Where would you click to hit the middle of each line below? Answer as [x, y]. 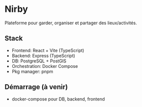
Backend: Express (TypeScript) [43, 55]
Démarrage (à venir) [36, 87]
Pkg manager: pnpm [32, 71]
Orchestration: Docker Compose [45, 66]
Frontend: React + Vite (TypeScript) [48, 50]
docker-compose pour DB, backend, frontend [58, 99]
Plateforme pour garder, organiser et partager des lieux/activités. [71, 23]
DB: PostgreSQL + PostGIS [39, 61]
